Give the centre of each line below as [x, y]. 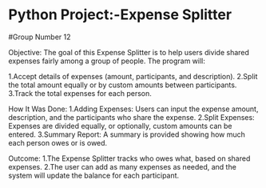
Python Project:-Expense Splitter [120, 15]
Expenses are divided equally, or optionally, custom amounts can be [120, 126]
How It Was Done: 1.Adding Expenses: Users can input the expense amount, [133, 109]
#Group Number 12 [40, 37]
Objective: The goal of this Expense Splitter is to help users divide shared [129, 52]
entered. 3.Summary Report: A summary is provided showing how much [127, 134]
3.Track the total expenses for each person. [80, 93]
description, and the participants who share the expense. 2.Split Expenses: [131, 117]
